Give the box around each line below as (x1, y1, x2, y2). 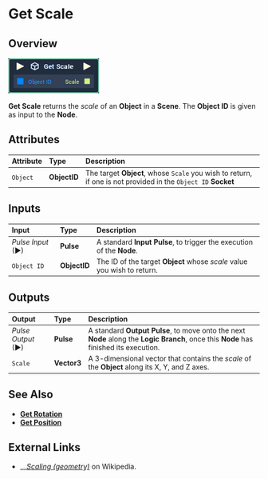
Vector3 (53, 357, 82, 368)
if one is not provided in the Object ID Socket (85, 177, 235, 186)
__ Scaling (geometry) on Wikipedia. (19, 461, 137, 472)
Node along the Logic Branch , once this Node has (88, 333, 254, 344)
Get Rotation (19, 409, 63, 418)
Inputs (8, 202, 41, 216)
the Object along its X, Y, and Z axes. (88, 362, 210, 372)
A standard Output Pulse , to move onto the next (88, 325, 246, 335)
